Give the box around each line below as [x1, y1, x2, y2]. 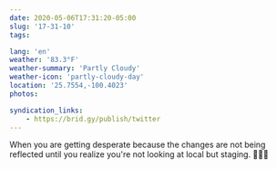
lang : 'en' [9, 47, 51, 56]
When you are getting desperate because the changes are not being [9, 139, 266, 151]
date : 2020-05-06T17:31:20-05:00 [9, 13, 137, 23]
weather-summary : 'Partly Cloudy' [9, 64, 141, 73]
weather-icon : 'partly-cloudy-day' [9, 72, 145, 82]
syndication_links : [9, 106, 84, 115]
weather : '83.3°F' [9, 56, 79, 65]
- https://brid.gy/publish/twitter [26, 114, 161, 123]
